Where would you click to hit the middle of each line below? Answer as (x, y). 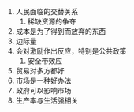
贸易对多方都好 (40, 71)
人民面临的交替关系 (47, 11)
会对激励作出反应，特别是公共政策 (71, 51)
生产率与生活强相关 (47, 100)
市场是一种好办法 (43, 80)
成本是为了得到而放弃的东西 (61, 31)
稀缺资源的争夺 (52, 21)
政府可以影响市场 (43, 90)
